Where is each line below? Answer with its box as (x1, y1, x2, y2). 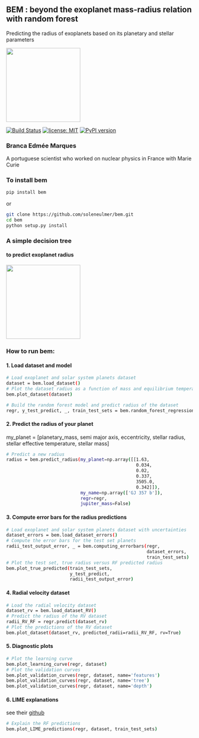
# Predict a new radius (6, 451, 65, 457)
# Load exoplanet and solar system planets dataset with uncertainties (6, 527, 187, 532)
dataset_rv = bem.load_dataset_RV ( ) (6, 608, 97, 614)
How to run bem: (6, 346, 55, 355)
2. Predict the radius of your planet (6, 421, 94, 427)
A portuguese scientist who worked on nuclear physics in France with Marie (6, 155, 192, 162)
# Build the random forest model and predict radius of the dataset (6, 402, 179, 408)
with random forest (6, 14, 78, 24)
